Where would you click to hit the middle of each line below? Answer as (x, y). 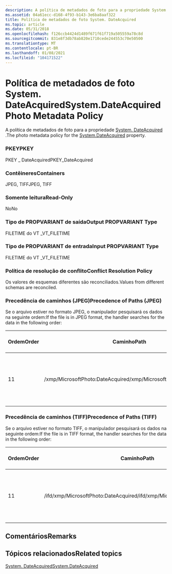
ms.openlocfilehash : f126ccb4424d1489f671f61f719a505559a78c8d (74, 34)
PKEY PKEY (20, 149)
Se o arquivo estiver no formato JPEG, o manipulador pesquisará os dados (84, 312)
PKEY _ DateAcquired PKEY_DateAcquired (49, 160)
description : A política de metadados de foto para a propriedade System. (87, 10)
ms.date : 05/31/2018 (27, 29)
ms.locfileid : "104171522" (34, 58)
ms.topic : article (25, 24)
